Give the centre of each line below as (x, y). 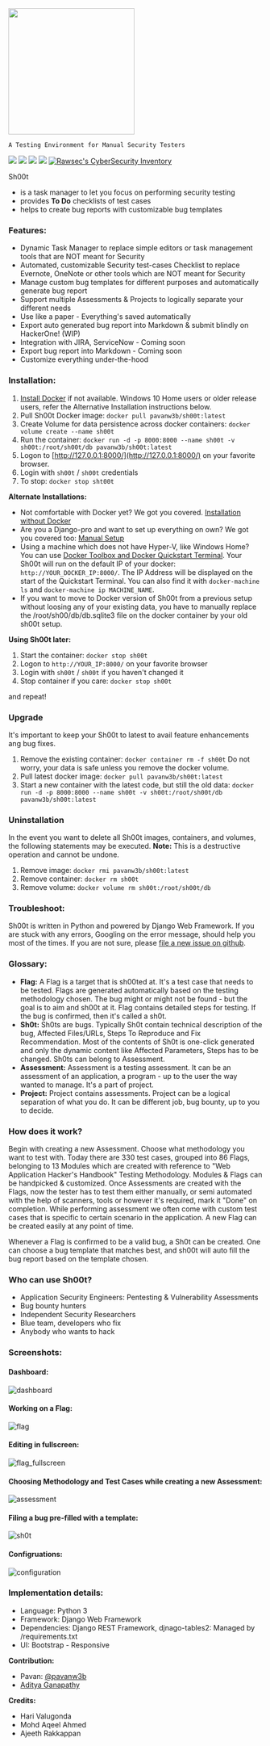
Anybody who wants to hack (67, 1332)
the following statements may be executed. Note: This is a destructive (125, 846)
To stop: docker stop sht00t (67, 481)
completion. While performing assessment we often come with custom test (133, 1209)
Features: (27, 230)
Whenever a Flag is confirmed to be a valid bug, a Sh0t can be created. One (135, 1242)
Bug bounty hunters (53, 1306)
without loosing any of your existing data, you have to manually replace (138, 606)
